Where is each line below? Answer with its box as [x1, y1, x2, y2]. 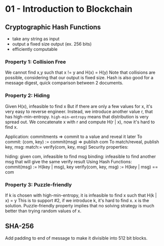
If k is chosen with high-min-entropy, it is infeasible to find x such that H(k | [5, 192, 157, 198]
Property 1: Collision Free [5, 58, 66, 65]
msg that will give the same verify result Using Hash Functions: [5, 158, 132, 164]
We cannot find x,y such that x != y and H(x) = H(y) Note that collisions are [5, 69, 156, 75]
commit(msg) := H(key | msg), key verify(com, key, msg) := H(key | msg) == [5, 164, 158, 170]
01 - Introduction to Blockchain [5, 3, 133, 15]
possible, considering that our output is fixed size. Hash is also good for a [5, 75, 154, 81]
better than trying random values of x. [5, 208, 82, 214]
